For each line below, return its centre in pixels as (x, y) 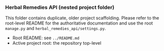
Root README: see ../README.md (46, 38)
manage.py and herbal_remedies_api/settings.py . (56, 28)
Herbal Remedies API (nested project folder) (60, 7)
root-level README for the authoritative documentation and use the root (79, 23)
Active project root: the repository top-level (57, 43)
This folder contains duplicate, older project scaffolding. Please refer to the (82, 18)
